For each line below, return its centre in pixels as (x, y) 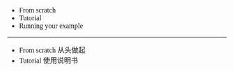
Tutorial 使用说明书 (49, 61)
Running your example (51, 26)
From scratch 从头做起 (52, 50)
